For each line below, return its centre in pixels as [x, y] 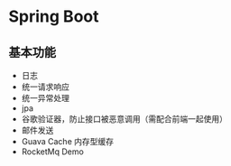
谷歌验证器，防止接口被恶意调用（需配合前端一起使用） [124, 119]
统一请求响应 [45, 87]
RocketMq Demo [53, 152]
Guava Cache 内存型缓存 [68, 141]
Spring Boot [54, 17]
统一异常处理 [45, 98]
